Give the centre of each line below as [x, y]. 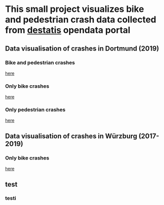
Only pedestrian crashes [35, 110]
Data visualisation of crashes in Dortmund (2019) [82, 48]
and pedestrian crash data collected [81, 20]
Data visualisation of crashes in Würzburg [71, 136]
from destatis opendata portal [68, 30]
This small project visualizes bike [75, 9]
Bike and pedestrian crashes [40, 62]
